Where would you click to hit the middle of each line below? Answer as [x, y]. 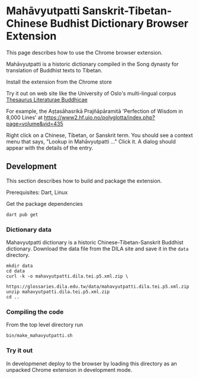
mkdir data [20, 266]
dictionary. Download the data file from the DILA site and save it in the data [97, 249]
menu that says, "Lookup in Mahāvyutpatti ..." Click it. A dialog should [91, 141]
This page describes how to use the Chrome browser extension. [84, 52]
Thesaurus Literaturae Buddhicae [47, 100]
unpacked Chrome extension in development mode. [69, 370]
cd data [16, 271]
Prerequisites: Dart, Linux [37, 192]
